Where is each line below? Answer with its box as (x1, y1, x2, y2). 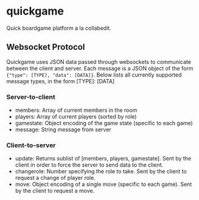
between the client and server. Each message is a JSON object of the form (6, 64, 194, 72)
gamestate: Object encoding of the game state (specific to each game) (15, 120, 193, 127)
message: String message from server (15, 126, 111, 133)
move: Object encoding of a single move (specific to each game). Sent (15, 181, 192, 188)
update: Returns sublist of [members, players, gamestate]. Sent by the (15, 155, 192, 162)
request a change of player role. (15, 174, 96, 182)
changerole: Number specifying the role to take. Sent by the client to (15, 168, 187, 175)
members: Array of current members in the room (15, 106, 138, 114)
